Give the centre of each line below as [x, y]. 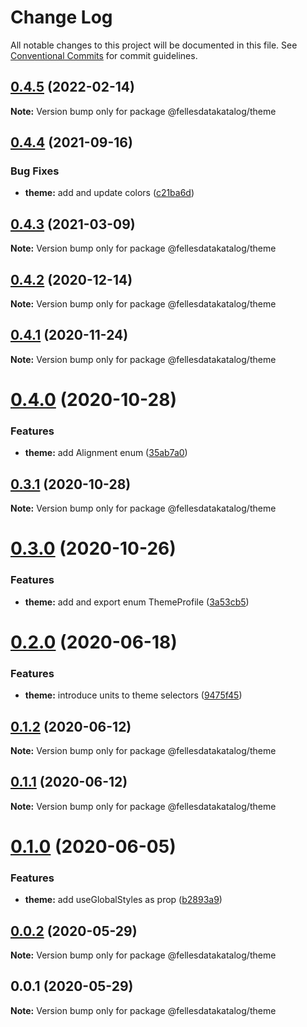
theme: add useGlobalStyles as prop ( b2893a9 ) [123, 900]
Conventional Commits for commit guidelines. [104, 55]
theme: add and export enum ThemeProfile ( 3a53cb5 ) [137, 602]
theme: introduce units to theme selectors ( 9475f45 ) [133, 695]
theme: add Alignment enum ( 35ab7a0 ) [106, 453]
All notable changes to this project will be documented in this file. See [154, 45]
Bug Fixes [35, 171]
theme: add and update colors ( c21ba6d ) [109, 193]
